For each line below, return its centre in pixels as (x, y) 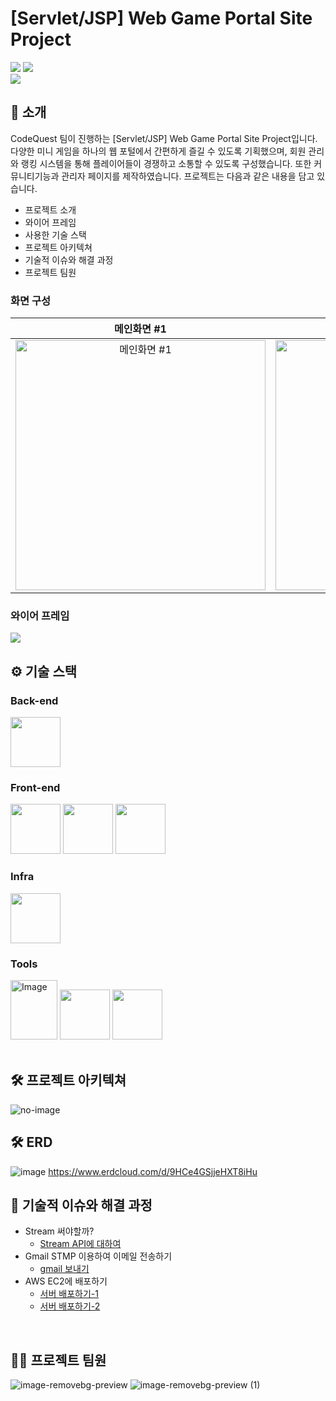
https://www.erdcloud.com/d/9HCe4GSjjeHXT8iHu (153, 1171)
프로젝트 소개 (50, 209)
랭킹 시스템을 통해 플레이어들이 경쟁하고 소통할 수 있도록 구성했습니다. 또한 (166, 163)
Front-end (35, 787)
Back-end (34, 700)
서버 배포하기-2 (70, 1306)
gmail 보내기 (64, 1269)
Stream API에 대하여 (80, 1244)
